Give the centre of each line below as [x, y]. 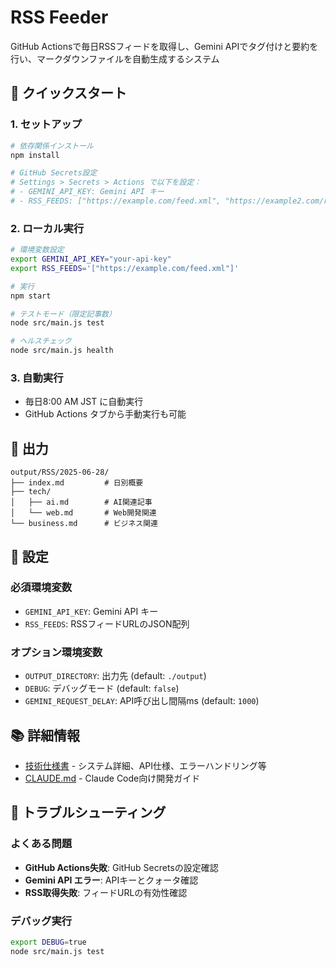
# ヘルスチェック [41, 341]
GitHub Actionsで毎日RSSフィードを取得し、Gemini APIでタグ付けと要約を [164, 46]
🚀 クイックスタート [69, 93]
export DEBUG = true [48, 942]
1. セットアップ [46, 124]
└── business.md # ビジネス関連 [84, 524]
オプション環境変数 [56, 652]
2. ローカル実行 [47, 228]
